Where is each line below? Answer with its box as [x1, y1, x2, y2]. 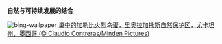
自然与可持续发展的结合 [7, 7, 73, 14]
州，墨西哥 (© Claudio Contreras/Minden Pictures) [7, 30, 150, 37]
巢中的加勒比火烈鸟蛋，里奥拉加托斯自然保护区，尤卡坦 [58, 21, 214, 29]
